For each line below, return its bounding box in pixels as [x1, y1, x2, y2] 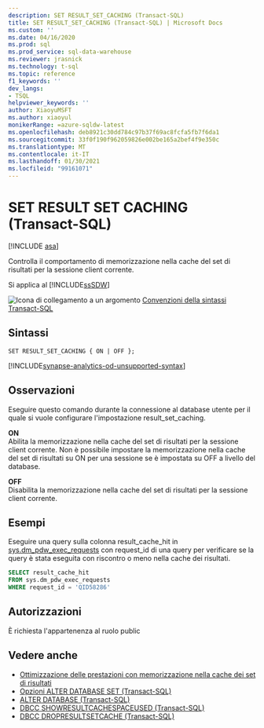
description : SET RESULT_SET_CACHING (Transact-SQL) [8, 11, 185, 20]
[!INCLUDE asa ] [8, 241, 59, 251]
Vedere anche [8, 649, 79, 662]
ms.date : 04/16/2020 [8, 33, 76, 42]
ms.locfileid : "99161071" [8, 165, 93, 173]
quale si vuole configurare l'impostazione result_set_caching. [8, 413, 206, 423]
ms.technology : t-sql [8, 63, 79, 71]
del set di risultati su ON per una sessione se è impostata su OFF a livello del [8, 453, 255, 463]
